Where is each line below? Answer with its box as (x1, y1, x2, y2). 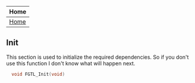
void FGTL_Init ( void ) (11, 71, 65, 77)
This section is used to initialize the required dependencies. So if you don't (6, 53, 189, 60)
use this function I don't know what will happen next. (6, 59, 136, 67)
